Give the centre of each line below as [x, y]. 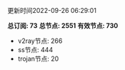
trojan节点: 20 [38, 59]
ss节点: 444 [35, 50]
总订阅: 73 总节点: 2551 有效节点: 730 [63, 26]
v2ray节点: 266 [40, 41]
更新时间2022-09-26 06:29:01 [52, 10]
